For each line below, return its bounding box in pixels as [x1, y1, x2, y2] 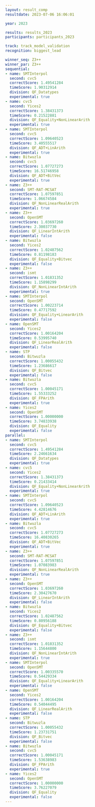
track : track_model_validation [5, 43, 70, 49]
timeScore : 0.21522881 [9, 113, 57, 118]
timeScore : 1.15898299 [9, 280, 57, 285]
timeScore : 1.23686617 [9, 363, 57, 368]
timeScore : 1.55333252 [9, 391, 57, 396]
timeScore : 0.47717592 [9, 308, 57, 313]
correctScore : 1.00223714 [9, 303, 64, 308]
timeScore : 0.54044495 [9, 702, 57, 707]
